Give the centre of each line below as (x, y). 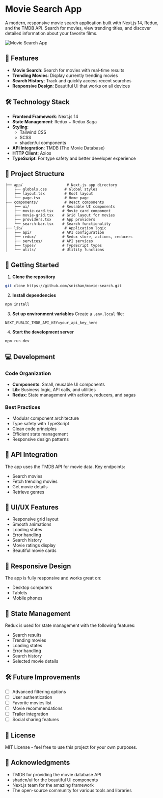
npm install (17, 304)
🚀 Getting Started (32, 265)
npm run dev (17, 341)
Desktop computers (32, 587)
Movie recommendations (37, 708)
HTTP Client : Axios (32, 153)
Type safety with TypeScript (41, 423)
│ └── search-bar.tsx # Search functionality (58, 224)
